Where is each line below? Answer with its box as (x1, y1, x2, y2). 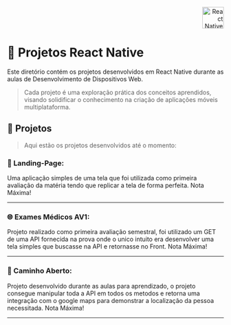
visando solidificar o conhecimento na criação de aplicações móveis (23, 95, 218, 103)
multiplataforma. (23, 103, 71, 111)
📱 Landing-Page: (7, 158, 64, 168)
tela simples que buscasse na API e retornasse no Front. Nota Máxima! (7, 242, 208, 251)
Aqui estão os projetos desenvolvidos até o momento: (23, 141, 177, 149)
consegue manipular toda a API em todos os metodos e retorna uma (7, 289, 201, 297)
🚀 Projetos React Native (7, 45, 144, 61)
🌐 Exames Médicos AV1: (7, 212, 90, 222)
